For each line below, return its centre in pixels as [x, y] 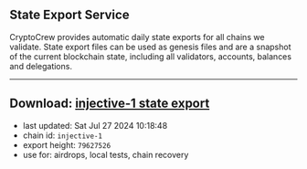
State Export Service [69, 15]
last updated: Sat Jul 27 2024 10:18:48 [95, 125]
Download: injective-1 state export [110, 104]
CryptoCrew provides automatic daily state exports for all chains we [137, 37]
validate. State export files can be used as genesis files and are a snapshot [150, 47]
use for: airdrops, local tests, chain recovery [106, 154]
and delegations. [41, 66]
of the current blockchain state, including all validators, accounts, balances [151, 56]
